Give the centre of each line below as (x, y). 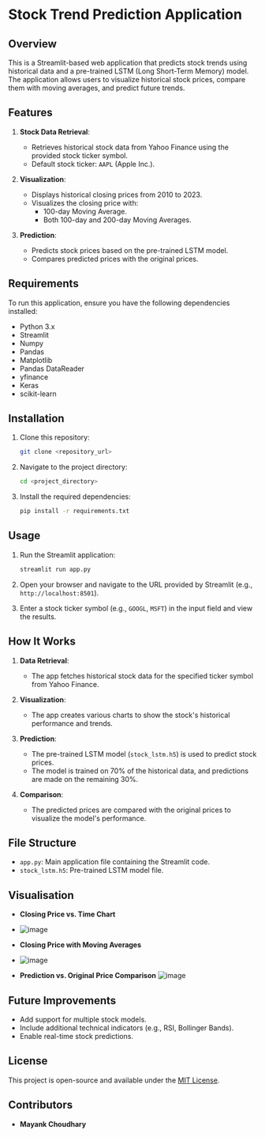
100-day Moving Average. (85, 211)
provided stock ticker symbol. (80, 155)
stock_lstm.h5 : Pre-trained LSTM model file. (91, 871)
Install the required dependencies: (75, 497)
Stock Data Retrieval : (55, 131)
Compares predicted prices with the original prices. (115, 259)
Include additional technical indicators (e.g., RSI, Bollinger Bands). (127, 1028)
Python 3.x (37, 327)
